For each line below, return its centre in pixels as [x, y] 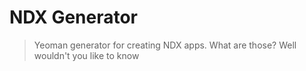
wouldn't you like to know [86, 55]
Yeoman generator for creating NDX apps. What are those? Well [165, 45]
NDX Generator [74, 17]
